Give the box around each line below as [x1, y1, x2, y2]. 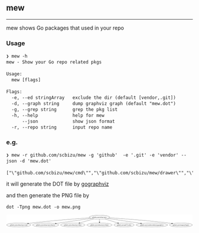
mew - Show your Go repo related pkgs [6, 59, 102, 65]
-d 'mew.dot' [19, 158, 52, 164]
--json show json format [21, 119, 115, 125]
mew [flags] [11, 77, 41, 83]
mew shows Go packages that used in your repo [6, 24, 124, 31]
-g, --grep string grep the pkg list [11, 107, 118, 113]
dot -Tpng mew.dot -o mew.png [6, 204, 81, 210]
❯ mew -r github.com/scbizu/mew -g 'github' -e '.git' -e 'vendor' [6, 152, 179, 158]
